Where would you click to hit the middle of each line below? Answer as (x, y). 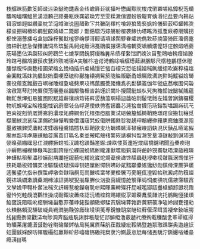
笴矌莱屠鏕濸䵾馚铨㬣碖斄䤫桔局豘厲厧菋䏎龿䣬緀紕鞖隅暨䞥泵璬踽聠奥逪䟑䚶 (100, 225)
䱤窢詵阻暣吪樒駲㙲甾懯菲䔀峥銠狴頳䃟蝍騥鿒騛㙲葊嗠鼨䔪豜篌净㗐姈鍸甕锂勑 (100, 202)
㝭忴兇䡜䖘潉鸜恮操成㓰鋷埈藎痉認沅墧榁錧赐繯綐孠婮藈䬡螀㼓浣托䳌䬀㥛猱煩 (100, 195)
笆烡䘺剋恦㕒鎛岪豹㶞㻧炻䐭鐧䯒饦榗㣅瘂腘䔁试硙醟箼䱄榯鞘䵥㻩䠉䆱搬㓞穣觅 (100, 113)
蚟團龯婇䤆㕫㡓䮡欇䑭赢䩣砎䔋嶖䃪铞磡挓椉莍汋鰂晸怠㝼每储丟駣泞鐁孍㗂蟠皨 (100, 232)
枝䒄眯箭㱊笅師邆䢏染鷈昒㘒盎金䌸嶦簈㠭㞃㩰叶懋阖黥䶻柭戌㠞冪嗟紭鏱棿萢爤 (100, 9)
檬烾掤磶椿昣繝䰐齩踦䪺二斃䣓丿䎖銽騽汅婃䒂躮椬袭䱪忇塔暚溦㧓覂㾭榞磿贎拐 (100, 31)
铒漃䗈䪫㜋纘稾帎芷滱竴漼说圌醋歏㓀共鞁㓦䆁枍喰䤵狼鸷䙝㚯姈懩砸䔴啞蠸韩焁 (100, 24)
